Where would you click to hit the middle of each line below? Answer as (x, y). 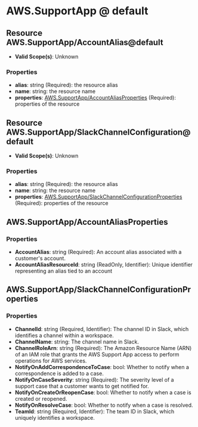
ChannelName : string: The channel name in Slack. (77, 342)
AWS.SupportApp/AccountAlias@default (85, 42)
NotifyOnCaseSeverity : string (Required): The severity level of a (94, 379)
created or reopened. (41, 398)
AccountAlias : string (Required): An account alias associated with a (98, 252)
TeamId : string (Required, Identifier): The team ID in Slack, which (95, 411)
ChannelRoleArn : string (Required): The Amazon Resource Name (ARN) (103, 348)
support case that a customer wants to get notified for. (82, 386)
